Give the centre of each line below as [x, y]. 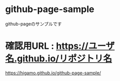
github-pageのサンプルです [34, 24]
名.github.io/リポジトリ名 [59, 59]
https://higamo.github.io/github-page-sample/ [53, 73]
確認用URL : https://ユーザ [60, 46]
